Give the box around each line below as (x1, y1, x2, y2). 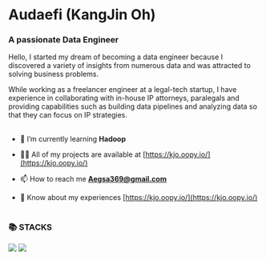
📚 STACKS (8, 222, 53, 233)
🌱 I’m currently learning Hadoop (19, 134, 127, 144)
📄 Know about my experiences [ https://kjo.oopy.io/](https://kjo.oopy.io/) (19, 193, 258, 202)
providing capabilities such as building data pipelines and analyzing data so (8, 102, 258, 111)
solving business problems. (8, 70, 99, 79)
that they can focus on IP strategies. (8, 110, 128, 120)
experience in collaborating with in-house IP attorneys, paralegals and (8, 94, 240, 103)
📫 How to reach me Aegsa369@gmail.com (19, 174, 167, 184)
